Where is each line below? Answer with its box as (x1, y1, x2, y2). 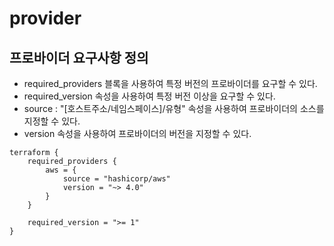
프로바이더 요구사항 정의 (9, 49, 149, 66)
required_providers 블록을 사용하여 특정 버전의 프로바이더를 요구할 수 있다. (23, 78, 318, 89)
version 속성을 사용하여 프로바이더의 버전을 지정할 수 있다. (23, 128, 252, 139)
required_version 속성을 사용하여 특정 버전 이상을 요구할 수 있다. (23, 90, 276, 102)
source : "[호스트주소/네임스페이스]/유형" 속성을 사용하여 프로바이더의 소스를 (23, 103, 325, 114)
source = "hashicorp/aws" (62, 174, 171, 184)
